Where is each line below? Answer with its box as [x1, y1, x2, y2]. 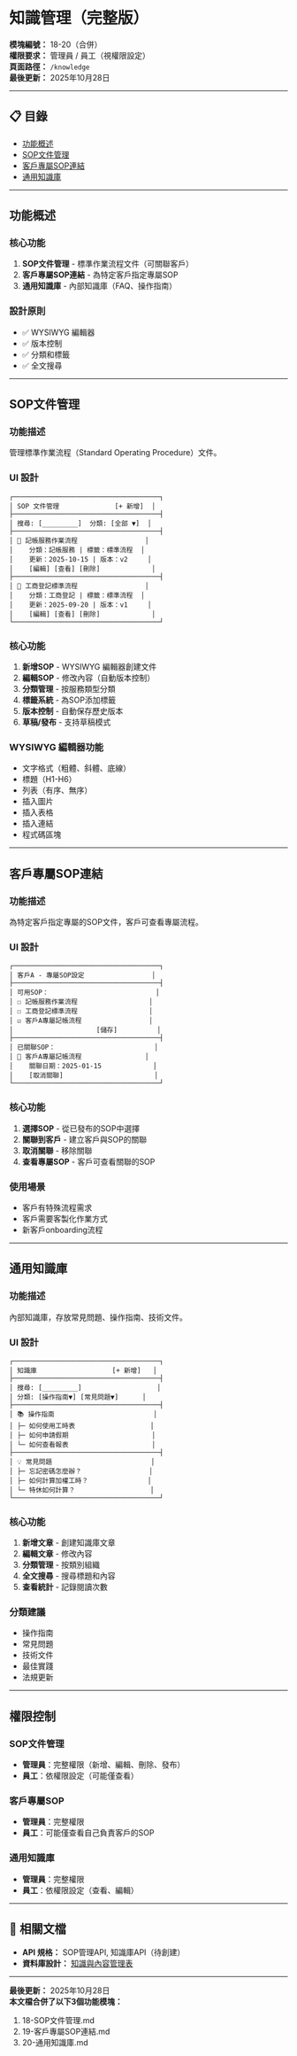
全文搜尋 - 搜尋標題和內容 [21, 1571, 117, 1581]
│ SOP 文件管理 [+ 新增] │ [9, 501, 156, 510]
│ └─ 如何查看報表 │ [9, 1440, 156, 1449]
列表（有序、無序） [21, 785, 93, 795]
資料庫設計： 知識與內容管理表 [21, 1958, 133, 1968]
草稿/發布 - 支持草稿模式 [21, 717, 111, 727]
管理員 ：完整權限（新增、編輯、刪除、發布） [21, 1759, 186, 1770]
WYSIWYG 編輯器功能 [9, 741, 104, 753]
